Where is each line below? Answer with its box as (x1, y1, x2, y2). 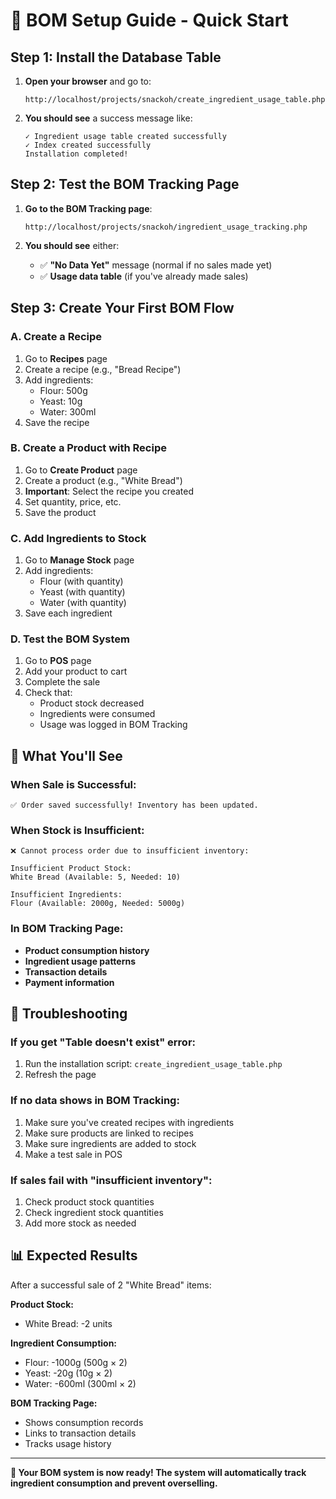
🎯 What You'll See (10, 747, 123, 764)
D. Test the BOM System (10, 632, 130, 646)
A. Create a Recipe (10, 330, 103, 344)
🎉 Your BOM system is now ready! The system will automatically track (10, 1466, 307, 1478)
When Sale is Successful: (10, 777, 137, 791)
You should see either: (24, 239, 120, 251)
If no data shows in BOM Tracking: (10, 1094, 180, 1108)
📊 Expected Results (10, 1247, 138, 1264)
